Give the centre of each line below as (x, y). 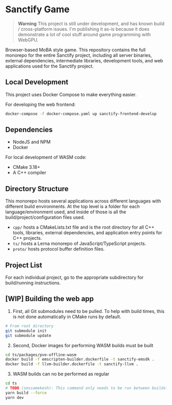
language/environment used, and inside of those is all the (66, 212)
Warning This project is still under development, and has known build (91, 24)
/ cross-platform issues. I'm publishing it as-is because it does (83, 29)
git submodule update (28, 335)
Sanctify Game (38, 9)
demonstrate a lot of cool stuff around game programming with (84, 34)
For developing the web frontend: (40, 104)
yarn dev (15, 397)
